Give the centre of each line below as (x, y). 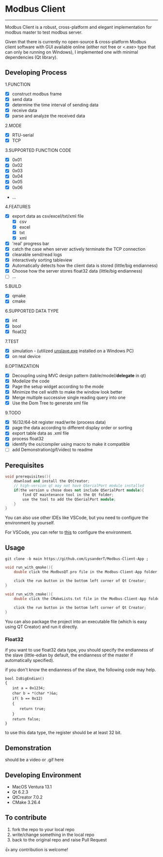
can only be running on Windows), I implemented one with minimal (72, 52)
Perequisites (24, 465)
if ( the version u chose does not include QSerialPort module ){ (79, 490)
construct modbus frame (37, 94)
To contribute (26, 818)
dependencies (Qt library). (31, 57)
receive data (24, 110)
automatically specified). (30, 660)
